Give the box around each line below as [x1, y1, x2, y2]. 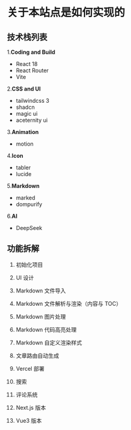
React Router [15, 67, 49, 74]
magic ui [15, 110, 38, 117]
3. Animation [7, 128, 39, 135]
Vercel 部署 [15, 365, 45, 372]
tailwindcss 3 [15, 97, 50, 104]
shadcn [15, 103, 36, 111]
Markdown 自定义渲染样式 [15, 339, 82, 346]
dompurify [15, 201, 42, 208]
